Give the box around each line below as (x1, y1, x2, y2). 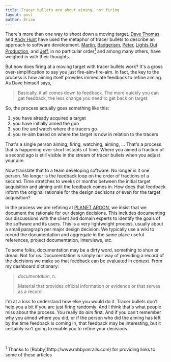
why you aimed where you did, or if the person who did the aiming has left (5, 315, 161, 321)
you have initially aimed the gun (12, 121, 79, 127)
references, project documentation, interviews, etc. (5, 237, 113, 243)
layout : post (5, 12, 33, 17)
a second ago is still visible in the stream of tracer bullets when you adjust (5, 152, 160, 159)
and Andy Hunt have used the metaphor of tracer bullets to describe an (5, 36, 155, 42)
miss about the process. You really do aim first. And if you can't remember (5, 309, 161, 315)
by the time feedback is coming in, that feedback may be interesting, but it (5, 320, 161, 326)
